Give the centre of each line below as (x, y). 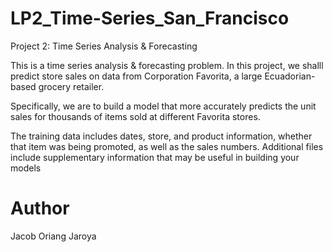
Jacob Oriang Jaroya (53, 236)
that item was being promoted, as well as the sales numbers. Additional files (167, 146)
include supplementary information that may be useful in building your (155, 157)
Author (40, 208)
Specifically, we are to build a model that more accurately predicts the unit (163, 106)
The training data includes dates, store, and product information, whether (161, 136)
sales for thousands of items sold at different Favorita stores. (135, 116)
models (26, 168)
